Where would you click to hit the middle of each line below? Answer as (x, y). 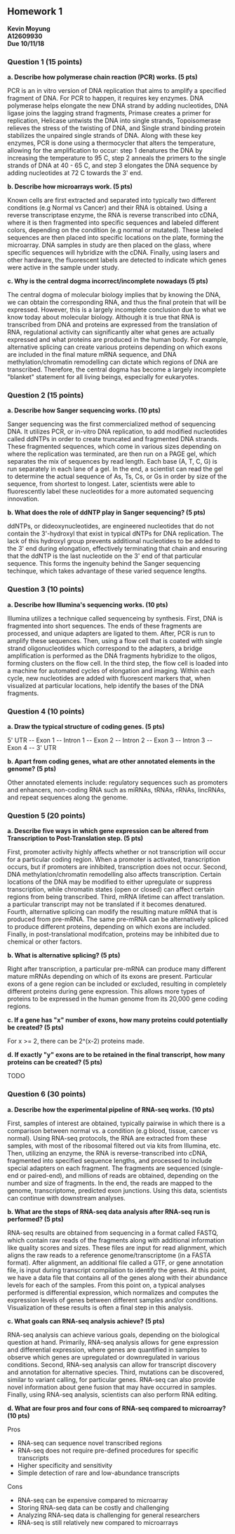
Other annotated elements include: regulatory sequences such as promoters (117, 782)
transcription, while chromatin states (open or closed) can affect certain (111, 889)
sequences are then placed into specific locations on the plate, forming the (116, 238)
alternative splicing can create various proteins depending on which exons (115, 347)
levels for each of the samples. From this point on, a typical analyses (106, 1285)
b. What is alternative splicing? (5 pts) (64, 956)
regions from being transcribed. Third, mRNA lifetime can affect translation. (116, 897)
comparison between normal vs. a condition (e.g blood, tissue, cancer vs (113, 1130)
